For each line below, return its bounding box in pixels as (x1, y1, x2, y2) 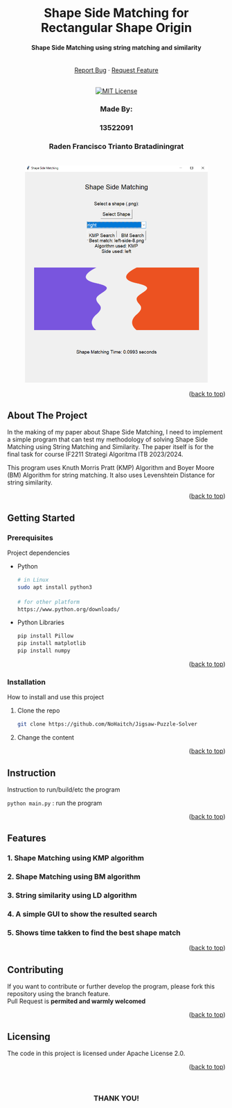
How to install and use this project (7, 693, 105, 701)
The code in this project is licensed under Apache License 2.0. (7, 1049, 186, 1058)
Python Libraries (17, 618, 64, 627)
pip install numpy (17, 647, 71, 655)
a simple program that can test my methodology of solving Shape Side (7, 435, 208, 443)
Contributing (7, 963, 64, 975)
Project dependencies (7, 548, 71, 557)
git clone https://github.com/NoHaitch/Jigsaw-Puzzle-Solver (17, 721, 198, 728)
